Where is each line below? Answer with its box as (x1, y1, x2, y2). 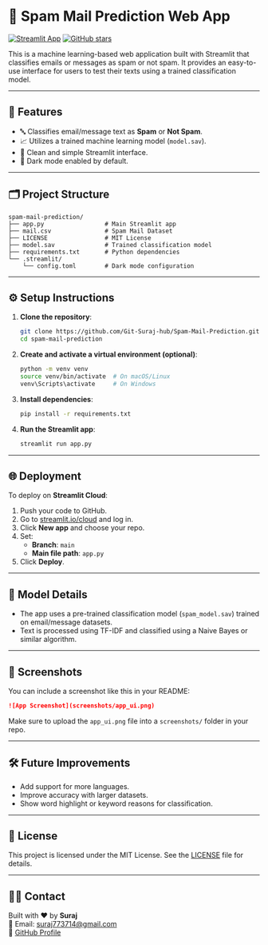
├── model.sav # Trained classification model (8, 241, 213, 249)
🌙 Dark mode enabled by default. (19, 156, 129, 165)
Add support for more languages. (19, 781, 130, 791)
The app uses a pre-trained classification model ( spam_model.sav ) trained (19, 609, 260, 619)
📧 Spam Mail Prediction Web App (8, 7, 231, 26)
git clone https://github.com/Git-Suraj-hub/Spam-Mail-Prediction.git (19, 328, 260, 336)
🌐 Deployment (8, 469, 81, 483)
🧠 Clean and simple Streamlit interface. (19, 147, 148, 157)
